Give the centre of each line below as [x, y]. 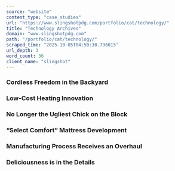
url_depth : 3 [22, 51]
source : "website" [29, 12]
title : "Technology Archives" [44, 28]
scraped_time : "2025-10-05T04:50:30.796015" [62, 45]
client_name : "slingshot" [38, 61]
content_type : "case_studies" [44, 17]
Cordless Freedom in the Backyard [57, 82]
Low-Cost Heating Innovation [50, 98]
